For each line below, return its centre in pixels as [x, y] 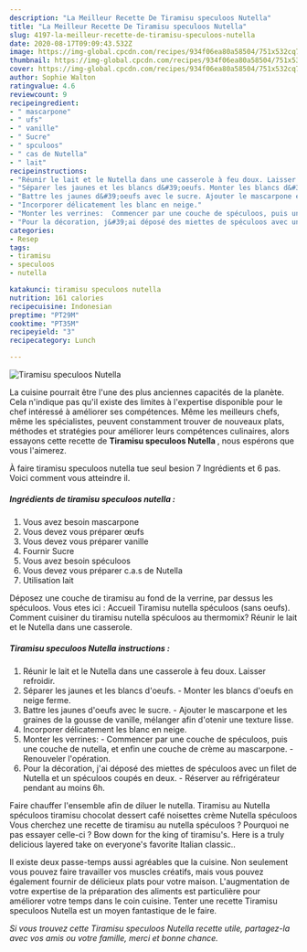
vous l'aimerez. [38, 450]
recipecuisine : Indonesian [61, 306]
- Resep [24, 239]
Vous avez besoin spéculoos [76, 561]
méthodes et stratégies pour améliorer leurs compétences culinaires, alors [149, 431]
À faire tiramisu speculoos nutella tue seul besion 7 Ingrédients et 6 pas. [145, 468]
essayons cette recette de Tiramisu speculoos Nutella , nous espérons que [152, 441]
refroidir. [39, 680]
